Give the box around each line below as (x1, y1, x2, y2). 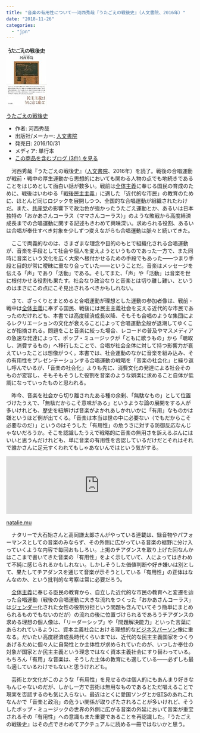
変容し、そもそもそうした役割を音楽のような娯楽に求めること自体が (21, 372, 189, 379)
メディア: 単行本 (14, 147, 55, 154)
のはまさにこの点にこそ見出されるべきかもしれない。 (6, 284, 137, 292)
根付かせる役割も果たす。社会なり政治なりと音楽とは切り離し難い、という (11, 277, 193, 284)
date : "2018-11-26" (6, 16, 55, 22)
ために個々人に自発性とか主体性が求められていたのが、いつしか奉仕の (21, 641, 194, 648)
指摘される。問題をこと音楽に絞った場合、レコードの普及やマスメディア (16, 327, 194, 334)
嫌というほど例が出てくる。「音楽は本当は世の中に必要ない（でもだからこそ (6, 415, 192, 422)
